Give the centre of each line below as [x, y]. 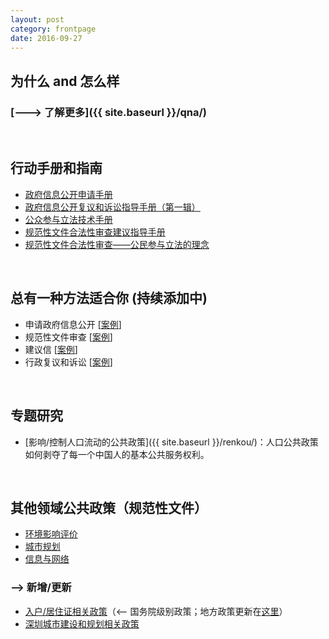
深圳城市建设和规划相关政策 [82, 623]
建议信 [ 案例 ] [51, 349]
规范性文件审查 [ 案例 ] [68, 337]
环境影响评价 [51, 534]
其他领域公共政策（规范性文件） [109, 507]
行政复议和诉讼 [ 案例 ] [68, 362]
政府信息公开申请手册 [68, 194]
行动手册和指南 [56, 168]
